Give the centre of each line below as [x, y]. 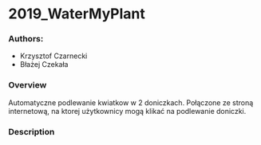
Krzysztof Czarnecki [53, 56]
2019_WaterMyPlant [77, 14]
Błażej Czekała [44, 65]
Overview [28, 85]
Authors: [26, 39]
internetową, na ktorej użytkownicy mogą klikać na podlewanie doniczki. [127, 111]
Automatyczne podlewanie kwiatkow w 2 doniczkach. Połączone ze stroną [131, 102]
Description [32, 131]
